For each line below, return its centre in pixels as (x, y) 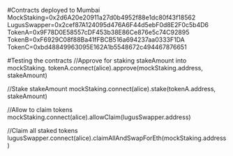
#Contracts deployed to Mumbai (54, 10)
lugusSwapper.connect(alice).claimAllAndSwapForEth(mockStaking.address (117, 138)
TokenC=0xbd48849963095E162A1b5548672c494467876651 (97, 47)
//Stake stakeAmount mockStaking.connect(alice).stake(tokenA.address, (112, 89)
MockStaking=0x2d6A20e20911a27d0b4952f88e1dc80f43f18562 (102, 17)
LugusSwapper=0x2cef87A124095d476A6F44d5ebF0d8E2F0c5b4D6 (108, 25)
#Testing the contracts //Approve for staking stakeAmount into (97, 61)
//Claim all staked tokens (43, 131)
